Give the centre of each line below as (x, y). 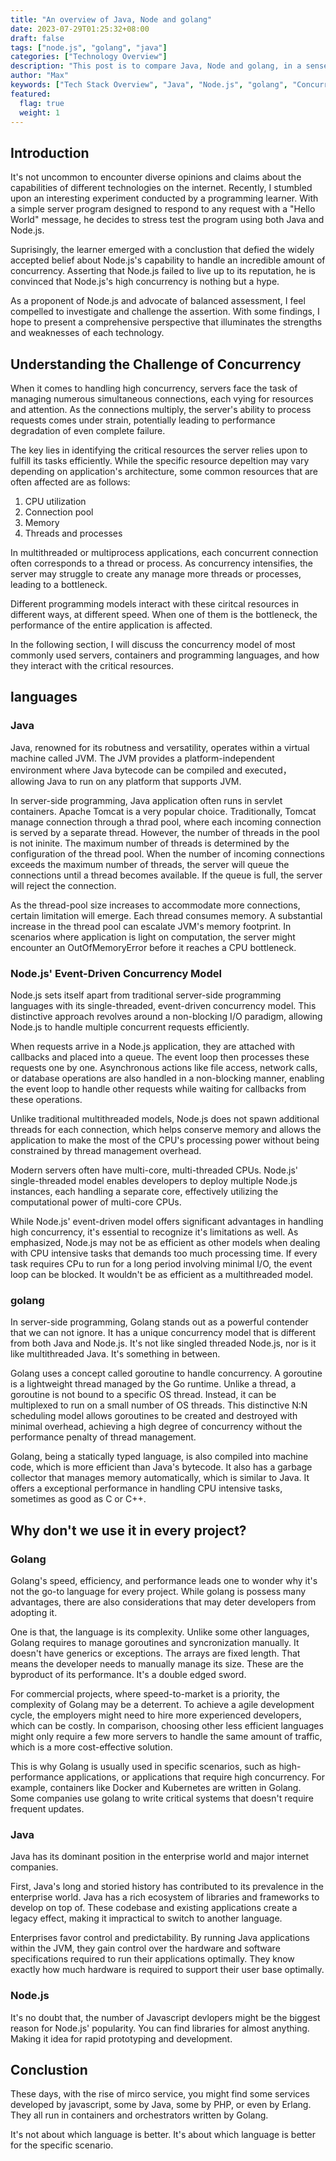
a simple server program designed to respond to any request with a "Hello (163, 209)
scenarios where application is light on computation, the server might (153, 937)
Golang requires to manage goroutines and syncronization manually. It (155, 1642)
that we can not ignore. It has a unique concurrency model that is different (163, 1333)
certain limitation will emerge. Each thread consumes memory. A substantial (166, 915)
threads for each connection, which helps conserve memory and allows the (166, 1129)
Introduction (50, 152)
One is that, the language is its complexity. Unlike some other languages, (160, 1632)
